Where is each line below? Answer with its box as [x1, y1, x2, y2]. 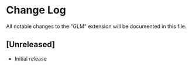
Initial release [14, 55, 47, 62]
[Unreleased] [6, 40, 56, 50]
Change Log [6, 3, 66, 17]
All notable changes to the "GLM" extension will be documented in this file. [6, 23, 187, 30]
